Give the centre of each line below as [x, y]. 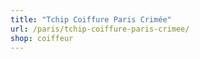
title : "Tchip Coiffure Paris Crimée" [91, 19]
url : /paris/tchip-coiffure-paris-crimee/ [100, 29]
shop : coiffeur [42, 38]
